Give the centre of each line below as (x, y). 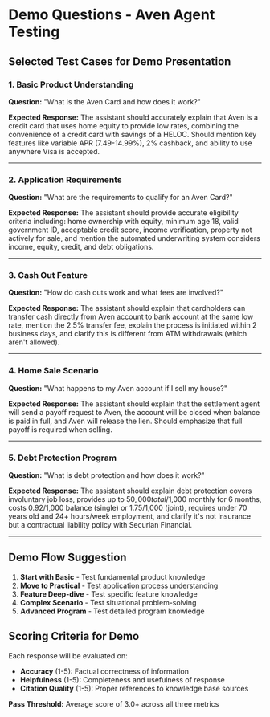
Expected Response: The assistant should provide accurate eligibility (123, 213)
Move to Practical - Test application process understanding (119, 585)
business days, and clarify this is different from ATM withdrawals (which (128, 334)
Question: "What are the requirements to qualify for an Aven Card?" (121, 198)
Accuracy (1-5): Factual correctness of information (104, 671)
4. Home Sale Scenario (53, 371)
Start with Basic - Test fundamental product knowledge (112, 576)
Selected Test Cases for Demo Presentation (120, 61)
